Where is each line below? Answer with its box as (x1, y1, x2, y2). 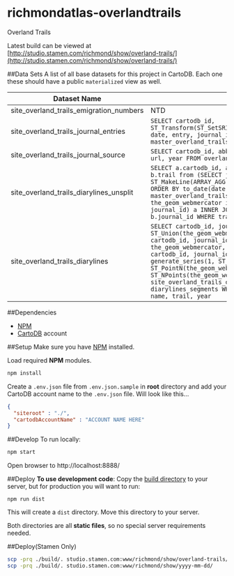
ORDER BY (150, 185, 180, 192)
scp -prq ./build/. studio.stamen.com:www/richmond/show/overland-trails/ (7, 556, 229, 563)
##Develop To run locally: (7, 435, 81, 444)
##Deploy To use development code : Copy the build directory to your (7, 475, 208, 483)
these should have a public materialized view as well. (7, 77, 162, 85)
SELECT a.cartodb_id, (150, 164, 222, 172)
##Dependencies (7, 308, 57, 317)
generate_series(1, (150, 257, 215, 265)
